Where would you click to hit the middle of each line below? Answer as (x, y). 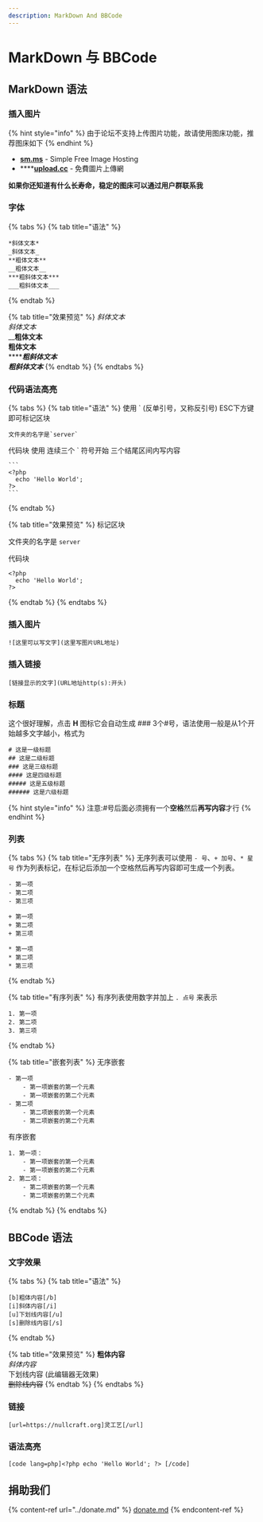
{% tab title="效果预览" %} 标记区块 (67, 525)
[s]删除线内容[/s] (36, 1323)
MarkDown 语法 (48, 90)
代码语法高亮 (33, 389)
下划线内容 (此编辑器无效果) (54, 1374)
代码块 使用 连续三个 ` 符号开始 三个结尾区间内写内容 (95, 450)
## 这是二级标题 (31, 758)
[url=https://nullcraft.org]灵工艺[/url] (76, 1426)
